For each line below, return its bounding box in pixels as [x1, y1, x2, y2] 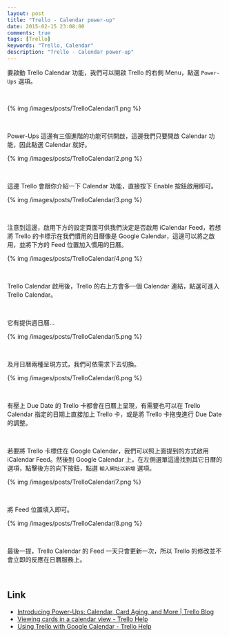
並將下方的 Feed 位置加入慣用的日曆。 [19, 240, 128, 248]
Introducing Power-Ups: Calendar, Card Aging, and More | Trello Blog [17, 607, 215, 616]
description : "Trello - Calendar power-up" [7, 49, 135, 56]
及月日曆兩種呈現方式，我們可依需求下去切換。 [7, 360, 140, 368]
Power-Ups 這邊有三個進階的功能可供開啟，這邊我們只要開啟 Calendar [7, 132, 208, 140]
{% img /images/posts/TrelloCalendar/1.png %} [7, 104, 141, 112]
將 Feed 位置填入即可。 [7, 505, 74, 513]
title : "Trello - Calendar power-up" [7, 17, 116, 23]
